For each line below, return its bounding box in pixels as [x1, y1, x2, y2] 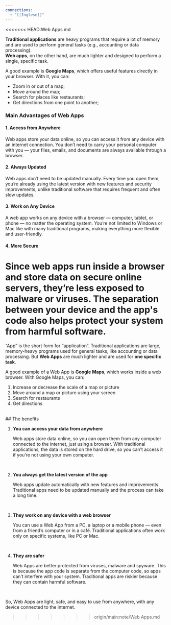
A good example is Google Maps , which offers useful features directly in [5, 67, 158, 74]
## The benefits [5, 416, 39, 422]
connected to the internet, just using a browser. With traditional [12, 441, 145, 447]
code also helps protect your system [5, 315, 163, 326]
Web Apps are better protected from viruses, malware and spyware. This [12, 562, 166, 568]
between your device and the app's [5, 304, 158, 316]
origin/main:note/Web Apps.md [94, 614, 160, 620]
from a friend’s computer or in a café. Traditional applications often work [12, 527, 165, 534]
